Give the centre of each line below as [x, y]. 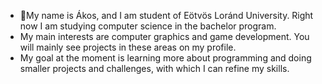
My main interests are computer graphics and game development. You [164, 36]
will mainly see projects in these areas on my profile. [128, 47]
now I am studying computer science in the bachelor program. [148, 26]
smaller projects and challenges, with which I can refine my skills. [154, 68]
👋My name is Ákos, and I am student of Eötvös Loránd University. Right [166, 15]
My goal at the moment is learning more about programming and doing [165, 58]
